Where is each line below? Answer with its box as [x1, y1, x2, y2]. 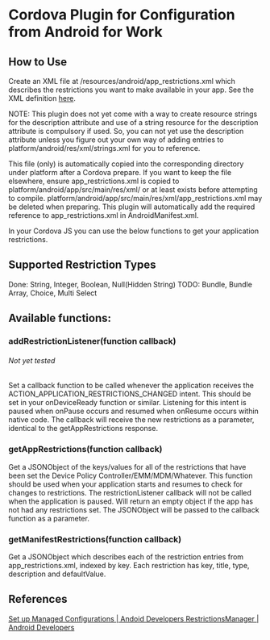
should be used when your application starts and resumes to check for [8, 479, 243, 489]
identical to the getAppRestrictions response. [8, 424, 159, 433]
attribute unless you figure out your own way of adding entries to [8, 135, 224, 144]
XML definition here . [8, 94, 77, 102]
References [8, 592, 68, 606]
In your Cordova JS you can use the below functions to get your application [8, 226, 260, 236]
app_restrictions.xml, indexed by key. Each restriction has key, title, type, [8, 560, 250, 570]
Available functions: [8, 312, 111, 325]
